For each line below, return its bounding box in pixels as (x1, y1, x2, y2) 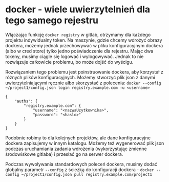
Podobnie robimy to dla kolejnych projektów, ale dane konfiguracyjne (5, 135, 151, 141)
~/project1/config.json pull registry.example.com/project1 (21, 172, 153, 177)
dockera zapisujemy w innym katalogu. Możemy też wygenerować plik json (5, 140, 164, 146)
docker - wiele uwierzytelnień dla (5, 4, 151, 15)
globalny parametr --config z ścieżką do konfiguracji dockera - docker (5, 166, 155, 173)
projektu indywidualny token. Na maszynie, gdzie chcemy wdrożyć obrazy (5, 37, 162, 43)
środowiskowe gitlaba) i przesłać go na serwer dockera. (5, 151, 123, 157)
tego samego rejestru (5, 14, 99, 26)
